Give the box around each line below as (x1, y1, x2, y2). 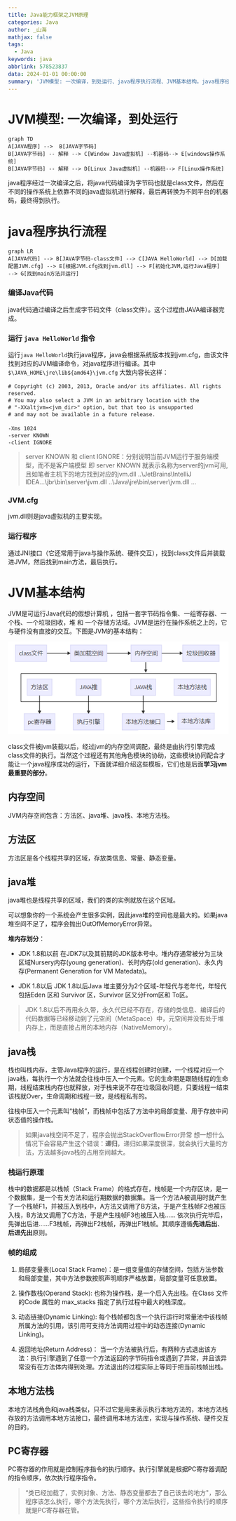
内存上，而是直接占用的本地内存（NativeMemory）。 (25, 1023, 176, 1032)
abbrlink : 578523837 (8, 63, 69, 70)
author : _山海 (8, 26, 48, 33)
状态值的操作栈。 (8, 1116, 57, 1124)
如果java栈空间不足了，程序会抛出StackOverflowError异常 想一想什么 (25, 1131, 225, 1139)
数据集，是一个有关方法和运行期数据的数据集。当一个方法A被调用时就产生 (13, 1193, 227, 1202)
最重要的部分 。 (8, 769, 51, 777)
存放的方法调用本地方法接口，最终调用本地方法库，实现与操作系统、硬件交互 (8, 1414, 229, 1422)
